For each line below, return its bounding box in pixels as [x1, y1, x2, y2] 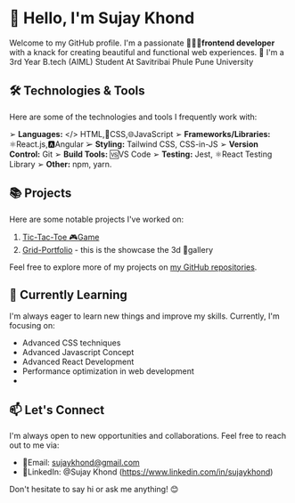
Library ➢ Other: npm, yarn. [9, 158, 112, 169]
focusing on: [9, 320, 55, 331]
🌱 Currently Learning [9, 287, 127, 302]
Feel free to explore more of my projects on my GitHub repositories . [9, 262, 258, 272]
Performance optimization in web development [21, 366, 194, 377]
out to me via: [9, 440, 60, 450]
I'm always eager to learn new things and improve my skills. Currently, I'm [9, 311, 281, 321]
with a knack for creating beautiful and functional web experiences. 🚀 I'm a [9, 46, 285, 57]
